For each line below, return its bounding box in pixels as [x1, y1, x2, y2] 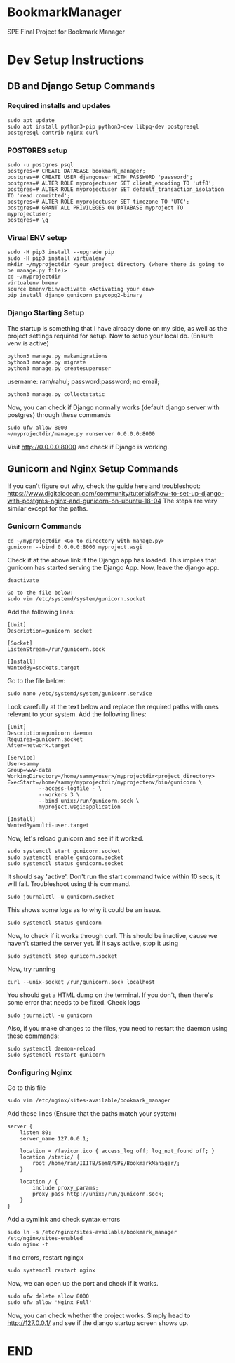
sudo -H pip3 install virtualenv [7, 255, 105, 262]
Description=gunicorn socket [7, 627, 93, 634]
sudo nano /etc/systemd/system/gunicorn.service [7, 690, 152, 697]
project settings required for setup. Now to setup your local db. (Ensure [7, 331, 213, 340]
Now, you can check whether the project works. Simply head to [7, 1311, 191, 1320]
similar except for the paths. [7, 503, 88, 513]
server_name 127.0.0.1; [20, 1135, 90, 1143]
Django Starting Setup [7, 308, 85, 318]
